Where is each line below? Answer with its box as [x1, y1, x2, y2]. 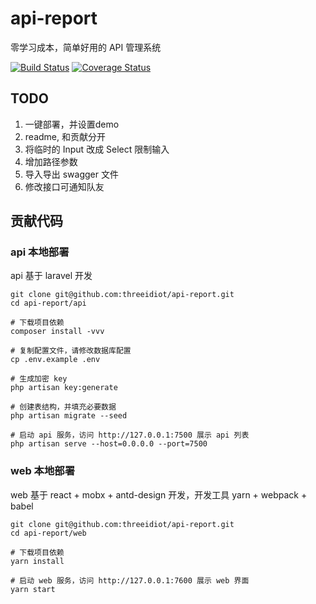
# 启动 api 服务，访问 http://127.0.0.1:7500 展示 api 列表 [10, 430, 250, 441]
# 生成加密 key [10, 374, 68, 384]
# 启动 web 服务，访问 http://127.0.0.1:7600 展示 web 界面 [10, 575, 250, 586]
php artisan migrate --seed [10, 411, 128, 421]
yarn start [10, 584, 56, 594]
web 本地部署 [10, 464, 76, 478]
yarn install [10, 556, 65, 566]
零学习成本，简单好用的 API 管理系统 [10, 41, 162, 53]
